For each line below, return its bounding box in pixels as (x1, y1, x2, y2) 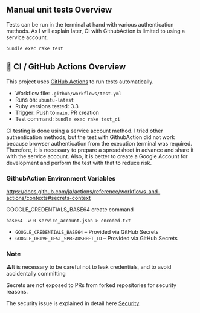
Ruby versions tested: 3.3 (15, 102, 79, 109)
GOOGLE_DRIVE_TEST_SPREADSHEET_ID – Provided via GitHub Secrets (15, 234, 178, 242)
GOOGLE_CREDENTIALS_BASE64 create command (6, 205, 134, 213)
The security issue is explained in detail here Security (6, 300, 140, 307)
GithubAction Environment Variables (6, 174, 116, 182)
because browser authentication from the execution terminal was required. (6, 140, 192, 147)
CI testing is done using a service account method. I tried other (6, 127, 163, 134)
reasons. (6, 288, 28, 295)
